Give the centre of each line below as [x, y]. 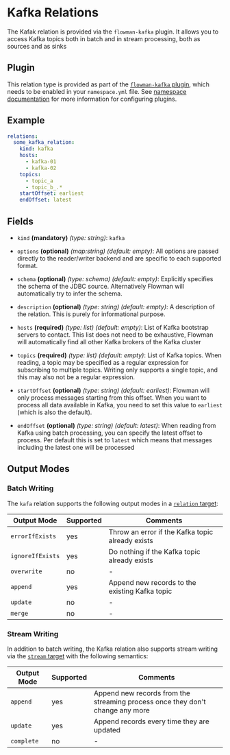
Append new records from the [142, 693]
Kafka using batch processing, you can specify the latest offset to [110, 433]
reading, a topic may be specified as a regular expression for [103, 362]
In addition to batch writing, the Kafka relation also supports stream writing [112, 649]
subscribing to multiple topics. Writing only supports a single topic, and [117, 370]
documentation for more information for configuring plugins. [92, 99]
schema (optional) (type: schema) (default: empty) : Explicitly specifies [115, 279]
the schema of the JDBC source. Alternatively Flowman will [101, 286]
